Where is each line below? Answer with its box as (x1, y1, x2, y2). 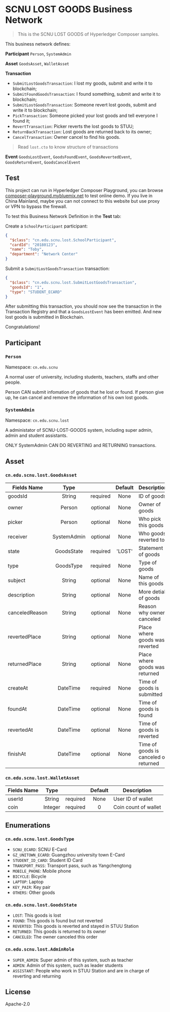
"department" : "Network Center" (10, 252, 78, 257)
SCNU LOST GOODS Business (5, 4, 133, 15)
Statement (138, 545, 163, 552)
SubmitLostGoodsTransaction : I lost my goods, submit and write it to (12, 80, 153, 86)
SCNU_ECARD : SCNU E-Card (12, 846, 67, 852)
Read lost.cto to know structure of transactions (17, 143, 119, 150)
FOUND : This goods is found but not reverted (12, 918, 103, 924)
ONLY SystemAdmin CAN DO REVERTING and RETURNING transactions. (5, 442, 157, 448)
